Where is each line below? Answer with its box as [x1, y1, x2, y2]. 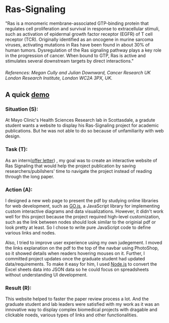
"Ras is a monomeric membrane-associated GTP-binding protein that [5, 20, 149, 26]
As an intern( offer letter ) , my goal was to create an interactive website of [5, 157, 157, 163]
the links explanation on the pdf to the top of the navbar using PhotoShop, [5, 245, 159, 251]
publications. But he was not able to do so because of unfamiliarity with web [5, 128, 164, 134]
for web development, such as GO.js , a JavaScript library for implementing [5, 203, 160, 209]
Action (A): [5, 186, 33, 193]
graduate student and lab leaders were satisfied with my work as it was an [5, 301, 160, 307]
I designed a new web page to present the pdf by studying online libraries [5, 198, 159, 204]
